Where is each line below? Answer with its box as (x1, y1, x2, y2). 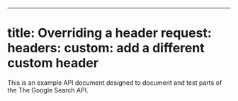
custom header (7, 55, 99, 71)
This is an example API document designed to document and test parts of (7, 78, 222, 87)
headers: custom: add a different (7, 40, 205, 57)
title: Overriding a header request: (7, 25, 212, 41)
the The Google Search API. (7, 85, 89, 94)
